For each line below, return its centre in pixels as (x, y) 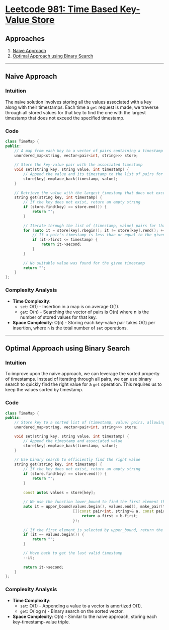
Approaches (25, 39)
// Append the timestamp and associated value (73, 441)
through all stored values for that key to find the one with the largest (75, 112)
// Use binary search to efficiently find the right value (77, 460)
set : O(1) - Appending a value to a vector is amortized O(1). (81, 606)
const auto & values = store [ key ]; (59, 493)
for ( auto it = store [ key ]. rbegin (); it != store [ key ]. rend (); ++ (94, 230)
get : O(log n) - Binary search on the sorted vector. (72, 611)
